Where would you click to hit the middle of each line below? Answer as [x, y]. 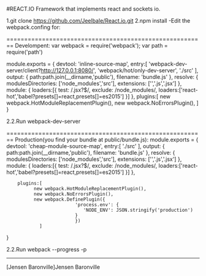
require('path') [25, 52]
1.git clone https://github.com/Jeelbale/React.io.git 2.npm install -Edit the [98, 21]
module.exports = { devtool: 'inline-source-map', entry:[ [77, 64]
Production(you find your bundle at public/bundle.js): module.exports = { [107, 140]
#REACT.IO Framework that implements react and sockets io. [83, 9]
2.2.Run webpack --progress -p [47, 249]
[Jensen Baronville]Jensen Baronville [53, 267]
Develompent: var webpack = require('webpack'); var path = [92, 46]
